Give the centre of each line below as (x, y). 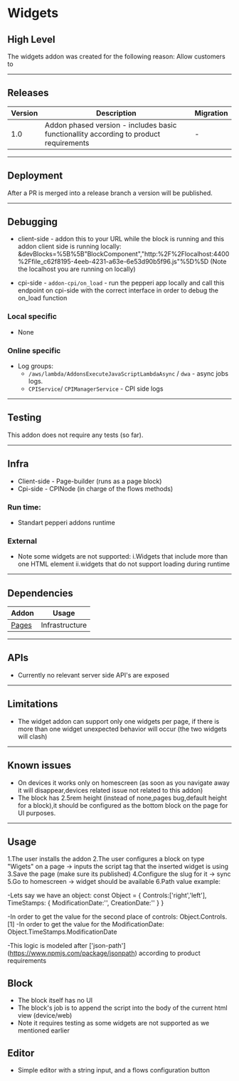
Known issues (39, 765)
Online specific (34, 350)
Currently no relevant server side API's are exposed (93, 675)
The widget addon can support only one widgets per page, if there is (118, 721)
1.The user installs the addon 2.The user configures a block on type (106, 859)
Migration (211, 113)
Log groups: (35, 366)
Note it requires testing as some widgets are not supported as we (113, 1023)
